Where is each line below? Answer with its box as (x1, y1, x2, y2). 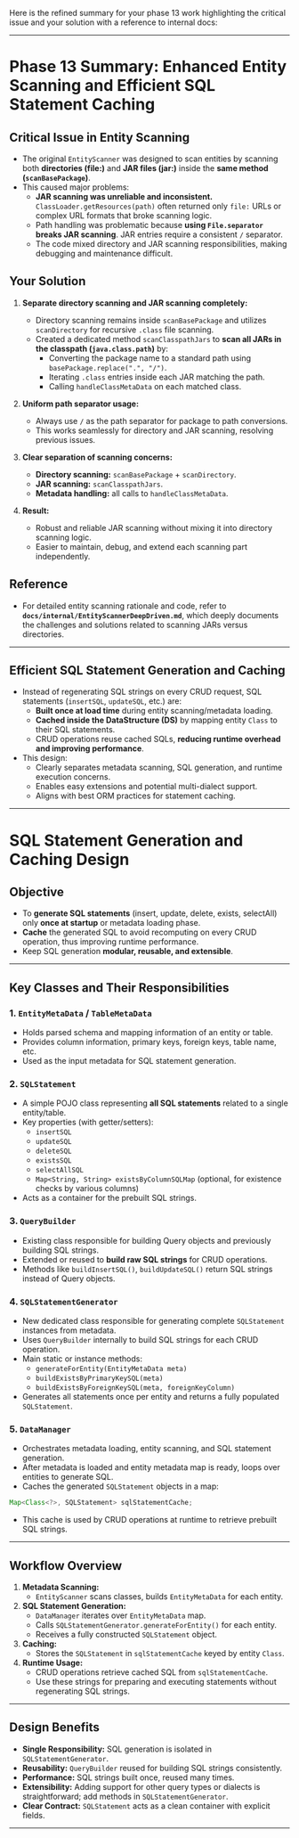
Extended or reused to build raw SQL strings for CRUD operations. (21, 1254, 268, 1264)
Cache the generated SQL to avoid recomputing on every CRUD (21, 927, 257, 938)
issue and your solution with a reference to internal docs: (9, 17, 218, 28)
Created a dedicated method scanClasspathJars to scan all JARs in (35, 333, 282, 344)
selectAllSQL (35, 1166, 85, 1175)
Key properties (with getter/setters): (21, 1117, 154, 1128)
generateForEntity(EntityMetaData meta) (35, 1365, 188, 1374)
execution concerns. (35, 772, 111, 782)
